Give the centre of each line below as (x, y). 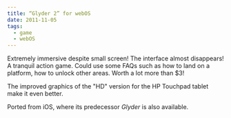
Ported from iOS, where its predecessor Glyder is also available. (98, 107)
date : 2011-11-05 (32, 20)
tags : (15, 26)
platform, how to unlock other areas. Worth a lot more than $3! (96, 73)
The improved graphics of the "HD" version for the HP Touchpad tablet (108, 86)
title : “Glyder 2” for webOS (49, 13)
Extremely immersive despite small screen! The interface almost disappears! (115, 58)
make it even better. (35, 94)
